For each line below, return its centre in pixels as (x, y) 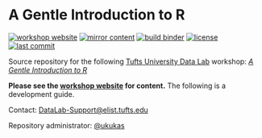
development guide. (42, 94)
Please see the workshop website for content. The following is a (117, 86)
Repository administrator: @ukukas (67, 125)
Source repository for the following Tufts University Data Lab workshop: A (131, 61)
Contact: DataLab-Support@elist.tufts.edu (78, 110)
